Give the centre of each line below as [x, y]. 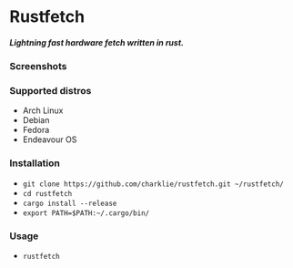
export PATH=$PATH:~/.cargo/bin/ [86, 213]
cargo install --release [70, 203]
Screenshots [38, 67]
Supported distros [51, 91]
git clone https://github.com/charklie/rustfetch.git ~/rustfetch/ [153, 184]
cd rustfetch [47, 193]
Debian [36, 120]
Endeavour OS [50, 139]
